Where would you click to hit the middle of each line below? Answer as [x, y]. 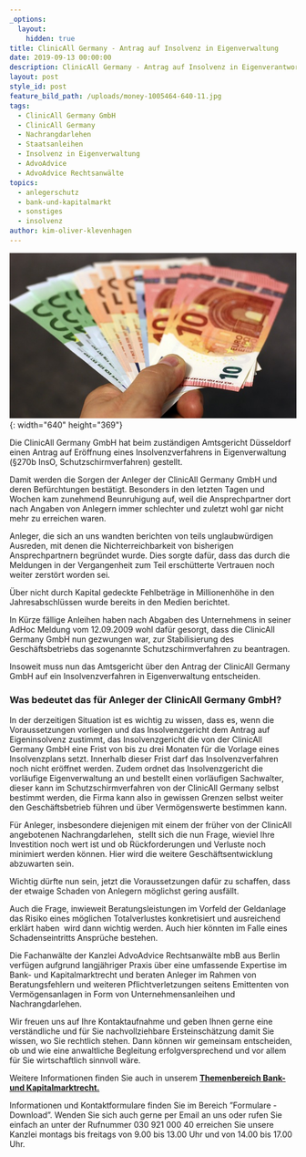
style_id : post [38, 87]
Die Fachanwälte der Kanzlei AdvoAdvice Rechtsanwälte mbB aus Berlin [145, 955]
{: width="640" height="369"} [66, 425]
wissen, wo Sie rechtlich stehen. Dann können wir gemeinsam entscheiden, [151, 1040]
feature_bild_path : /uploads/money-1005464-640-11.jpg [116, 96]
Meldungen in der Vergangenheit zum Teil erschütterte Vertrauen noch [142, 565]
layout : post [34, 77]
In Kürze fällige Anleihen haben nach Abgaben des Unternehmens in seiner [150, 620]
